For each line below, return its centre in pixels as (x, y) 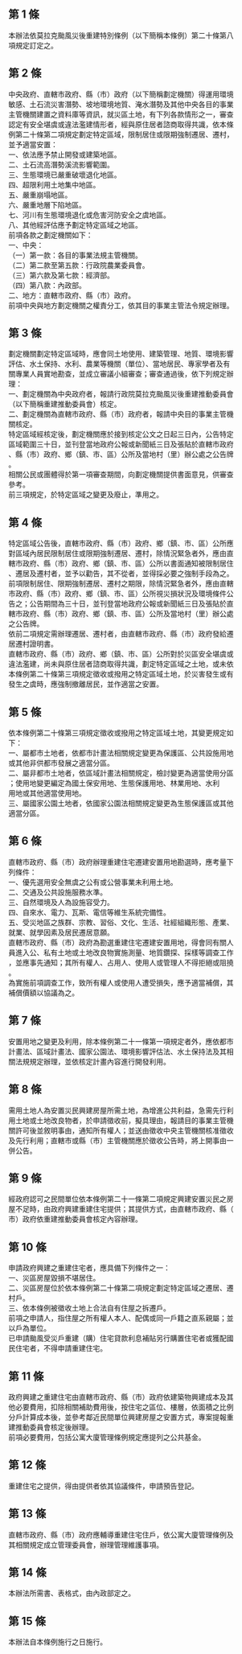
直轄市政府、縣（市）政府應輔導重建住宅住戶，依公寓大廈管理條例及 (121, 1534)
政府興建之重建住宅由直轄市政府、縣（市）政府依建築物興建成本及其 (121, 1397)
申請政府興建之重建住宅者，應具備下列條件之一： (89, 1268)
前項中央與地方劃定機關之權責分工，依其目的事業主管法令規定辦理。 (121, 305)
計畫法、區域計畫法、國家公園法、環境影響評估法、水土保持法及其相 (121, 1051)
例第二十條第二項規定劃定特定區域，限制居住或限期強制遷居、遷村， (121, 134)
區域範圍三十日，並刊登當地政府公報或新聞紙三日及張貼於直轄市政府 (121, 444)
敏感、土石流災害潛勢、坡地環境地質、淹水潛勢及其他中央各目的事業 (121, 104)
